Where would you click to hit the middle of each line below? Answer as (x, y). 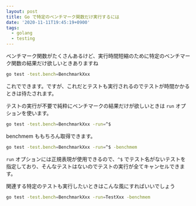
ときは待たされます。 (32, 93)
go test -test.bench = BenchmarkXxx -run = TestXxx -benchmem (78, 197)
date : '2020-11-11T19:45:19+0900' (48, 22)
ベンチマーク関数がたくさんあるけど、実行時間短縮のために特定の (85, 56)
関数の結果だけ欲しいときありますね (54, 63)
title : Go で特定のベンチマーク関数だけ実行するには (63, 17)
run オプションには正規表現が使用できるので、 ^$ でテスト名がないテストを (96, 159)
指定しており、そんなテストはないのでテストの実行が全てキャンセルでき (93, 166)
